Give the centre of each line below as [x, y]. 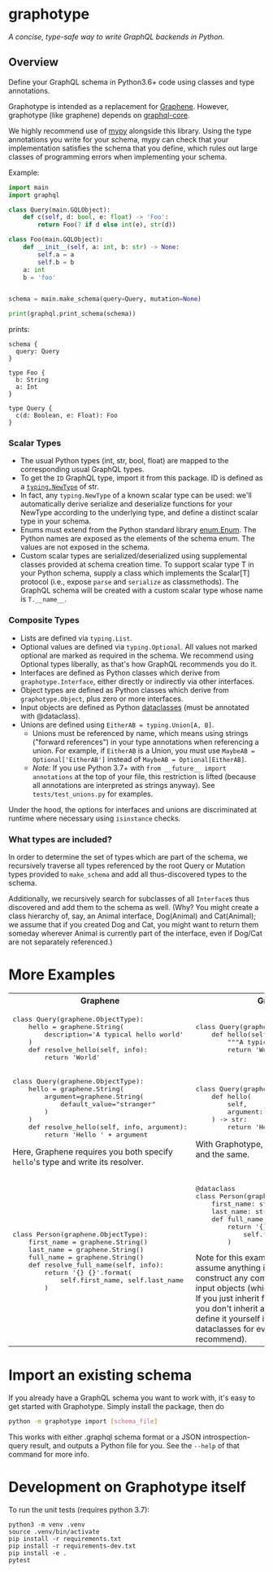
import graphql [34, 195]
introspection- [226, 1437]
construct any [222, 1277]
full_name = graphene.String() [86, 1257]
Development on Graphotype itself [127, 1487]
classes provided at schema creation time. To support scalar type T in [137, 565]
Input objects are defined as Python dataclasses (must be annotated [134, 707]
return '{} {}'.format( [88, 1272]
